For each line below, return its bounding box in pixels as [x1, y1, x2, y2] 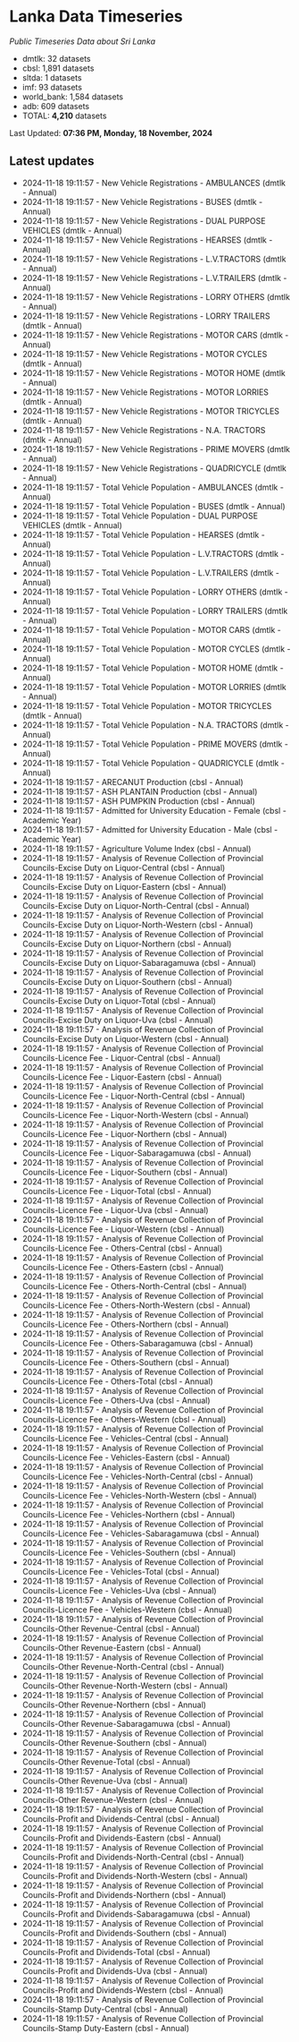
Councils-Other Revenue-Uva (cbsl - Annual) [21, 1775, 188, 1786]
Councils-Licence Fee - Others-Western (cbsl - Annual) [21, 1414, 227, 1424]
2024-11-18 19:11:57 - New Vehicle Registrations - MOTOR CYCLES [21, 348, 268, 359]
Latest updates [9, 154, 95, 169]
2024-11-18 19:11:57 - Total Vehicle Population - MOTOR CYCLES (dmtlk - [21, 643, 291, 654]
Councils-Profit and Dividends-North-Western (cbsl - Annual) [21, 1870, 248, 1881]
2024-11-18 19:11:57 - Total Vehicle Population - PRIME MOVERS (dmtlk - [21, 739, 288, 749]
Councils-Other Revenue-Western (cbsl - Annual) [21, 1794, 203, 1805]
